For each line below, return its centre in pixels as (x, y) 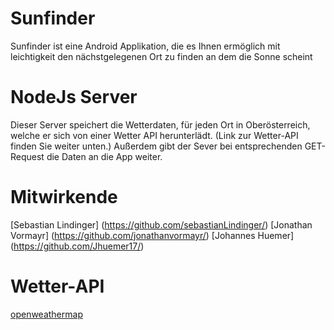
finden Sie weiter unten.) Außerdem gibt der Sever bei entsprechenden (156, 146)
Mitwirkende (64, 197)
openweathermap (46, 314)
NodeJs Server (74, 97)
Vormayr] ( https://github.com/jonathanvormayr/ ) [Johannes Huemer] (152, 235)
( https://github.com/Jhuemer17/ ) (77, 246)
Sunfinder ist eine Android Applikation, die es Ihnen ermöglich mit (145, 46)
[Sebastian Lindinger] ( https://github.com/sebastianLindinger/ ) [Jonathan (161, 224)
